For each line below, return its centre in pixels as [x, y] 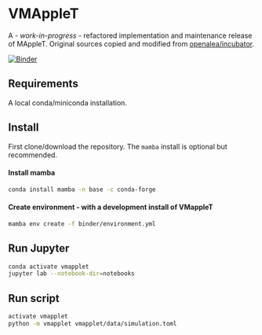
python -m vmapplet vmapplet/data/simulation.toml [93, 323]
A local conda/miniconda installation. [68, 102]
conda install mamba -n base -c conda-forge [82, 190]
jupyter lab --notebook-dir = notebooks [71, 274]
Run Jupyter [39, 248]
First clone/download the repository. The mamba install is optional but [118, 146]
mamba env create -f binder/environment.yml [82, 224]
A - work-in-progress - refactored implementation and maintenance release [130, 35]
